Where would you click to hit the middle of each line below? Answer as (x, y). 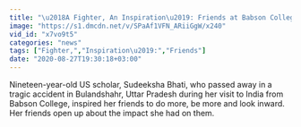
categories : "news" (46, 42)
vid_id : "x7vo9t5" (43, 34)
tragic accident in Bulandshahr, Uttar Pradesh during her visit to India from (146, 94)
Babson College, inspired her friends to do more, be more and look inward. (147, 103)
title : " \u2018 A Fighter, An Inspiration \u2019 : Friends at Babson (138, 17)
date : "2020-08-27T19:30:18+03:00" (76, 59)
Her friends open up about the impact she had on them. (112, 113)
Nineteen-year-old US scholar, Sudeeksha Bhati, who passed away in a (141, 85)
